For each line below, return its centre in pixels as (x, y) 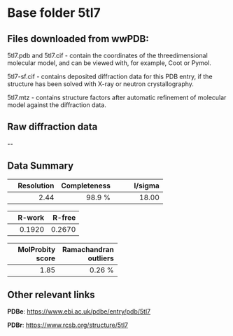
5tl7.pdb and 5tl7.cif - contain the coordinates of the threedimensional (107, 55)
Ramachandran (88, 249)
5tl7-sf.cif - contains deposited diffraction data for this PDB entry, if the (110, 76)
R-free (64, 217)
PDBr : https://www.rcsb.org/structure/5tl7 (68, 325)
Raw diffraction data (52, 127)
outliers (101, 258)
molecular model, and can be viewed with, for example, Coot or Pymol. (110, 63)
